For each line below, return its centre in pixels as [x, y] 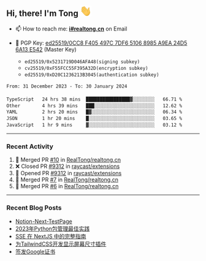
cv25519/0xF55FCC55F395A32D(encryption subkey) [86, 68]
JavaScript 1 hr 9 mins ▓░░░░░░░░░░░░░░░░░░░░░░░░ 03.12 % [94, 125]
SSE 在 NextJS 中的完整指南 [51, 236]
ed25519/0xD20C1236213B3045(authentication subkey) [92, 75]
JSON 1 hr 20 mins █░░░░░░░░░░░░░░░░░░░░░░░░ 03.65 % [94, 119]
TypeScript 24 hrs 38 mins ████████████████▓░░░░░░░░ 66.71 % [94, 99]
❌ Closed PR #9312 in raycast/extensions [67, 166]
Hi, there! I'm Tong [42, 14]
